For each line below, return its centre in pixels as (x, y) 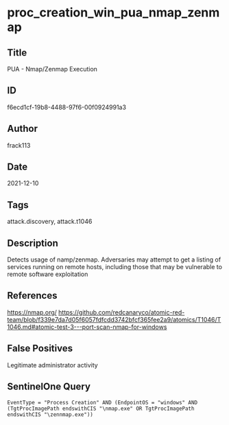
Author (22, 129)
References (32, 296)
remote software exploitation (48, 274)
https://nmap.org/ (32, 312)
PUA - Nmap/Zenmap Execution (52, 69)
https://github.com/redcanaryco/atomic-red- (121, 312)
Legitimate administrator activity (52, 365)
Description (33, 243)
